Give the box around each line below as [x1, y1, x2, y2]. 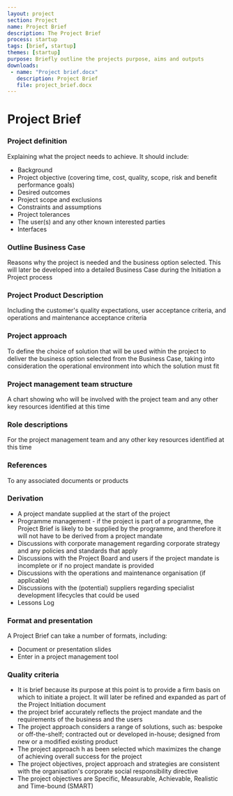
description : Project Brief [16, 75, 98, 82]
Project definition [7, 137, 68, 146]
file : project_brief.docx [16, 82, 92, 89]
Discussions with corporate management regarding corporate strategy [17, 539, 220, 547]
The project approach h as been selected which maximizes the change [17, 745, 221, 753]
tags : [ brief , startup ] [7, 43, 77, 49]
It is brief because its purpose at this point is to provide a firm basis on [17, 686, 220, 694]
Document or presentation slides [17, 645, 112, 654]
